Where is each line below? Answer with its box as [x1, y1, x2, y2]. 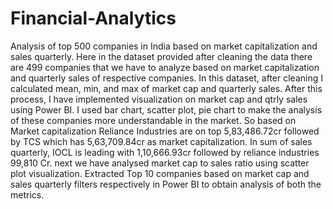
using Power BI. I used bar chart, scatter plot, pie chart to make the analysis [10, 103, 323, 116]
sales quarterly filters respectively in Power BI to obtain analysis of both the [10, 178, 322, 190]
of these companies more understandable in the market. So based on [10, 114, 297, 126]
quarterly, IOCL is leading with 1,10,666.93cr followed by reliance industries [10, 146, 320, 158]
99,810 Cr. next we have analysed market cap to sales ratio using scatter [10, 157, 310, 169]
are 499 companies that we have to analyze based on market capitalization [10, 61, 320, 73]
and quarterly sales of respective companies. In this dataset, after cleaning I [10, 72, 323, 84]
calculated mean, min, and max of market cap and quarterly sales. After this [10, 82, 323, 94]
